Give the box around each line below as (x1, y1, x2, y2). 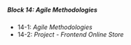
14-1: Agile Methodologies (17, 23, 92, 31)
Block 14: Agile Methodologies (7, 6, 98, 14)
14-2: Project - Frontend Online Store (17, 30, 124, 38)
